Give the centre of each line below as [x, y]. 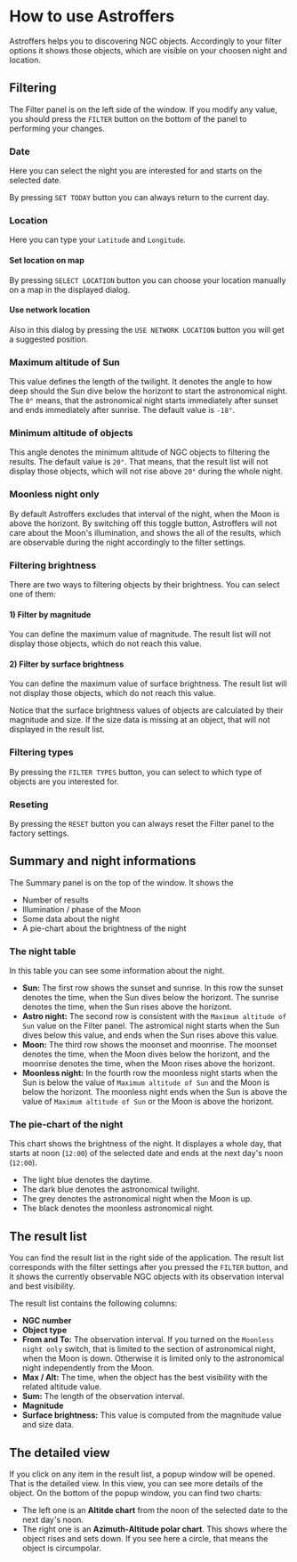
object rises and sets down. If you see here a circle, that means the [145, 1538]
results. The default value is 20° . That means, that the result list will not [139, 462]
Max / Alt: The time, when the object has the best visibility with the [145, 1378]
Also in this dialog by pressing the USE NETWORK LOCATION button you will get [147, 329]
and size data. [48, 1425]
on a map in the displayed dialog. [70, 289]
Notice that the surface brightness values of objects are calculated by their [146, 710]
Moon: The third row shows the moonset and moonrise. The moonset [149, 1045]
